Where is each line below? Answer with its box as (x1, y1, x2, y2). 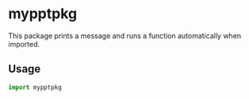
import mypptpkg (8, 83, 62, 91)
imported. (8, 39, 40, 48)
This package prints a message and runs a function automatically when (8, 31, 242, 40)
